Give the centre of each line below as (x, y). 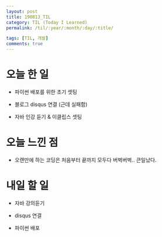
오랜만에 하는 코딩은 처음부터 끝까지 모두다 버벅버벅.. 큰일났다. (85, 160)
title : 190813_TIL (28, 17)
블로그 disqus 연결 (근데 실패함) (51, 104)
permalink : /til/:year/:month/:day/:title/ (60, 28)
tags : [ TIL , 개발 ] (27, 39)
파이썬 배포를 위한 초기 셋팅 (46, 92)
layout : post (22, 11)
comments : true (25, 44)
